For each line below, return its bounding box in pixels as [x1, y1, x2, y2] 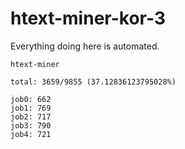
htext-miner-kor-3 [10, 7, 166, 30]
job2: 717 [10, 112, 52, 122]
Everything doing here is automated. [10, 40, 160, 52]
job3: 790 [10, 120, 52, 131]
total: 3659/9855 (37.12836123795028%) [10, 77, 177, 87]
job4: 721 [10, 129, 52, 139]
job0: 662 [10, 94, 52, 104]
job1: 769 [10, 103, 52, 113]
